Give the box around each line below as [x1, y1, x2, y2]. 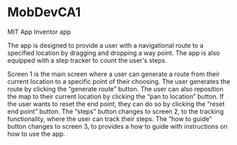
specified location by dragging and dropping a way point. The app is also [7, 49, 221, 57]
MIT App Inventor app [7, 27, 71, 36]
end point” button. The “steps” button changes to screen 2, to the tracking [7, 107, 224, 115]
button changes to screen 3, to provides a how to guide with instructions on [7, 122, 228, 130]
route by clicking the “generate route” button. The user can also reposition [7, 84, 224, 93]
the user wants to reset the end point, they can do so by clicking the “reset [7, 99, 225, 108]
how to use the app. [7, 130, 66, 138]
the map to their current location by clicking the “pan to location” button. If [7, 92, 224, 101]
